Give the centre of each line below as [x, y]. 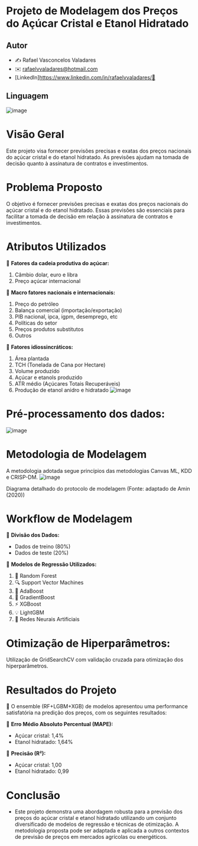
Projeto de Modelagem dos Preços [92, 11]
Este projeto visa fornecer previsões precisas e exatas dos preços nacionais [99, 151]
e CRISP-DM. [22, 477]
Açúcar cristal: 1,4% [39, 736]
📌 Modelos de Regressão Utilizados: [51, 564]
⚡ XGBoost [28, 604]
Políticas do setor [36, 323]
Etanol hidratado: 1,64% [44, 742]
